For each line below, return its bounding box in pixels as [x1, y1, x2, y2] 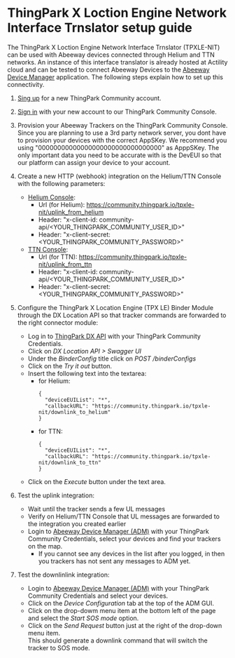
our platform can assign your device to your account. [17, 158, 171, 166]
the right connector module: [17, 318, 99, 327]
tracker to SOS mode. [27, 643, 90, 652]
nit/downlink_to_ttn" [38, 459, 101, 466]
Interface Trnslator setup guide [7, 20, 192, 36]
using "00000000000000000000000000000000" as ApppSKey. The [17, 143, 220, 152]
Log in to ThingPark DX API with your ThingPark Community [27, 332, 201, 340]
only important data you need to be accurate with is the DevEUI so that [17, 151, 222, 159]
